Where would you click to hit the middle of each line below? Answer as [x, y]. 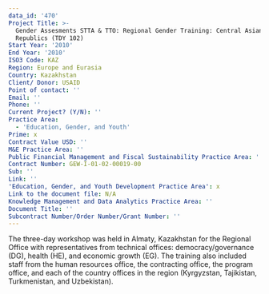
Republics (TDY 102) [50, 38]
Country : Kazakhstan [43, 75]
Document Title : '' [41, 209]
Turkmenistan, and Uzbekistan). [61, 281]
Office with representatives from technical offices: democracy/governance [131, 248]
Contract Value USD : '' [48, 142]
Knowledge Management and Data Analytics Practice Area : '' [111, 201]
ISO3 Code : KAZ [34, 61]
